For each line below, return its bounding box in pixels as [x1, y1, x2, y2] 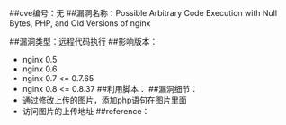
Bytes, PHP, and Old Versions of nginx [9, 18, 151, 29]
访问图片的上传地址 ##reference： [22, 106, 150, 116]
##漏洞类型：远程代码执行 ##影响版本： [9, 37, 158, 46]
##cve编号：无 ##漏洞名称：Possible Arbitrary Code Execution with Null [9, 8, 277, 18]
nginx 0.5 [22, 54, 58, 64]
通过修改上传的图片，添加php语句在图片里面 [22, 95, 187, 105]
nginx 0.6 [22, 63, 58, 74]
